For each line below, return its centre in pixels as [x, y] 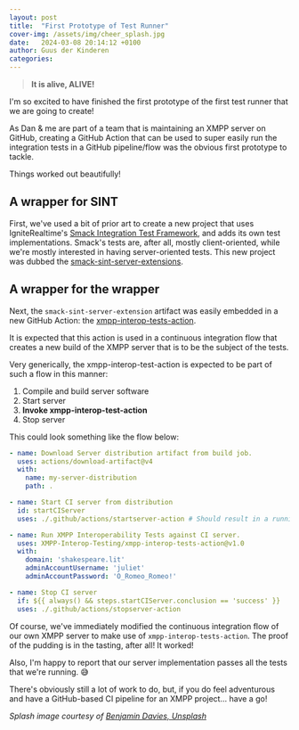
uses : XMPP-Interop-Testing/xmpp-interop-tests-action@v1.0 [131, 543]
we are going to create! [52, 111]
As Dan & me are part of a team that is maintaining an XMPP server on [138, 128]
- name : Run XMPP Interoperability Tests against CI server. [125, 535]
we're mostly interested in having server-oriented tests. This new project [142, 251]
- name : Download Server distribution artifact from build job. [131, 453]
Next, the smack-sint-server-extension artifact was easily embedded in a [144, 311]
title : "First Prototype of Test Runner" [89, 26]
